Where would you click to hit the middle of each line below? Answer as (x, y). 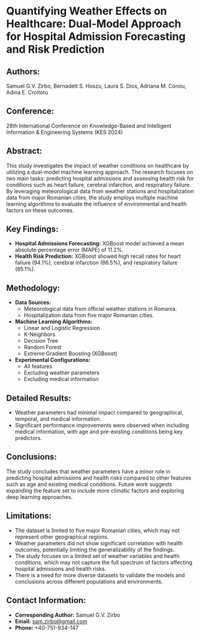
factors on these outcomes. (40, 210)
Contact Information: (46, 600)
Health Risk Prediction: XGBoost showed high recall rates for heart (98, 256)
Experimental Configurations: (53, 360)
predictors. (28, 438)
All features (38, 366)
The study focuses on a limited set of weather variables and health (97, 556)
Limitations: (29, 516)
